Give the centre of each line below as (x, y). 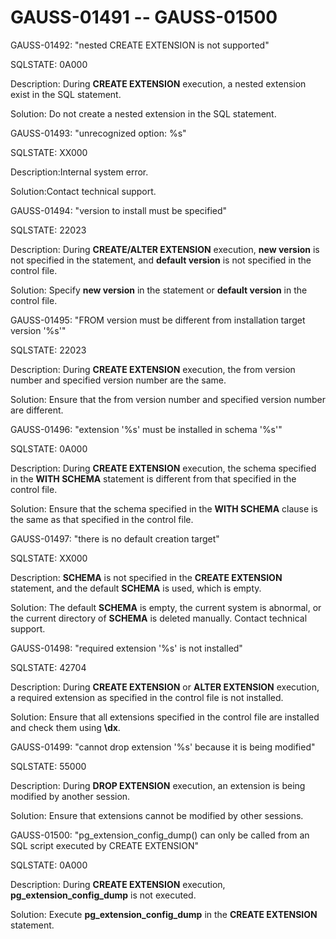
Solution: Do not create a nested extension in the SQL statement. (143, 113)
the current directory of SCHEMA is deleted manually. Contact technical (159, 618)
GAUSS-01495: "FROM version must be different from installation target (158, 320)
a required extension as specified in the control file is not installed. (147, 697)
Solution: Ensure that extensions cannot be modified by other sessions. (157, 815)
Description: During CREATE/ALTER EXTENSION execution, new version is (165, 249)
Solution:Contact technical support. (83, 191)
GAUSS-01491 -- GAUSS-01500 (144, 17)
